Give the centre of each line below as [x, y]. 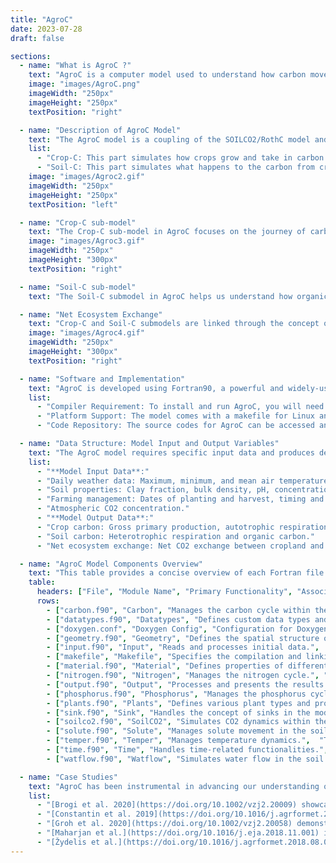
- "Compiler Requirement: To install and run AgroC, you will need [180, 407]
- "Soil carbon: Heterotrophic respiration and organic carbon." [175, 536]
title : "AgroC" [42, 19]
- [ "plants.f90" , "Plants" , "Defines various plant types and [178, 703]
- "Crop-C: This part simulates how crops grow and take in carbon [180, 158]
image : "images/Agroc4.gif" [86, 333]
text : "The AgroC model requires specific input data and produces [171, 452]
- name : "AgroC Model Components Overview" [111, 564]
